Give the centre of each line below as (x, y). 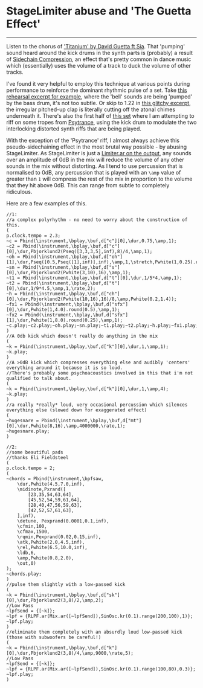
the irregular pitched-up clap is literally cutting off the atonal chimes (91, 109)
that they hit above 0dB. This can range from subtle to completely (88, 185)
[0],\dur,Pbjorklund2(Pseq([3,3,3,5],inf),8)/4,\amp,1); (79, 251)
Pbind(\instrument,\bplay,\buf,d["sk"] (70, 595)
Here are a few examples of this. (47, 203)
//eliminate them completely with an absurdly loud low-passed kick (94, 632)
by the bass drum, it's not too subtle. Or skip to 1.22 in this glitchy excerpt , (99, 103)
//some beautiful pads (35, 452)
